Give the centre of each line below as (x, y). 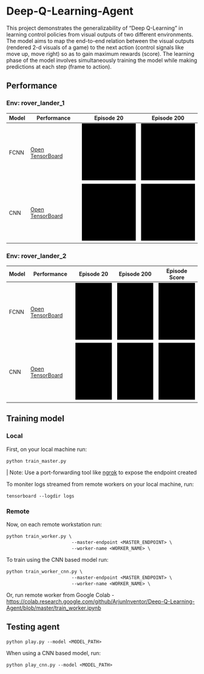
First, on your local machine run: (47, 449)
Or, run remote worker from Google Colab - (60, 595)
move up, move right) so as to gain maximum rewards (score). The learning (100, 53)
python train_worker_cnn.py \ (45, 571)
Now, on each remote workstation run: (54, 524)
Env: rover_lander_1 (36, 103)
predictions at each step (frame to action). (59, 66)
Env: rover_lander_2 (36, 256)
